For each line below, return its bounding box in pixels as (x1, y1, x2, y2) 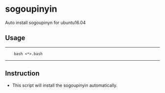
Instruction (5, 70, 40, 78)
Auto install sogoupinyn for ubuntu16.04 (5, 20, 86, 25)
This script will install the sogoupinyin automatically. (12, 82, 118, 88)
